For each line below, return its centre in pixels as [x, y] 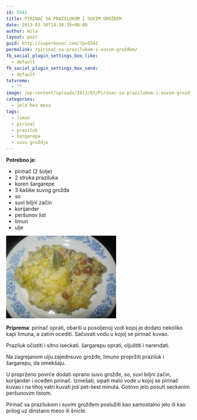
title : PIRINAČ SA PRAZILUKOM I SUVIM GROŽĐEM [64, 19]
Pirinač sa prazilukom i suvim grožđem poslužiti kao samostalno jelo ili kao [96, 404]
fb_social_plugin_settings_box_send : [52, 68]
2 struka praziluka [36, 177]
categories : [21, 99]
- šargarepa [26, 136]
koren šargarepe [34, 184]
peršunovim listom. [29, 393]
